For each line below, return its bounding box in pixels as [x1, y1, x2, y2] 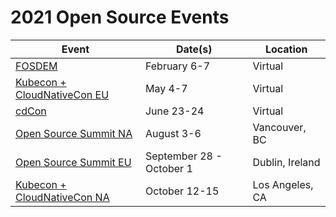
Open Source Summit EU [15, 155, 132, 169]
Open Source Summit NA [15, 126, 133, 140]
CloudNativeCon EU [15, 87, 110, 101]
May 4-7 [144, 81, 188, 95]
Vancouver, [252, 120, 307, 134]
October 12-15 [144, 184, 220, 198]
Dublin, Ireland [252, 155, 321, 169]
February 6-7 [144, 59, 211, 73]
